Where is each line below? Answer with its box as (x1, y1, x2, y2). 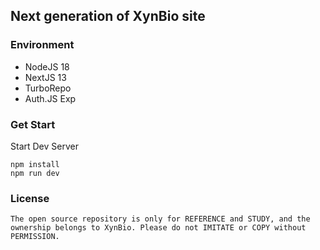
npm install (10, 159, 60, 169)
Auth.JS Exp (24, 92, 77, 104)
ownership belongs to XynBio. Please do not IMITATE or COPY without (10, 223, 307, 233)
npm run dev (10, 168, 60, 178)
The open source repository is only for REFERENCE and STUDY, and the (10, 214, 311, 224)
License (10, 191, 50, 205)
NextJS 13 (24, 71, 67, 83)
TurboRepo (24, 82, 72, 94)
